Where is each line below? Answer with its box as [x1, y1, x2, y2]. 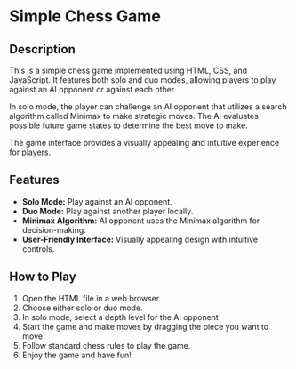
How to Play [9, 269, 77, 285]
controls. [21, 243, 55, 254]
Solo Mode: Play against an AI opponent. [21, 196, 173, 206]
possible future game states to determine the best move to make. [9, 120, 249, 131]
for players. [9, 147, 52, 157]
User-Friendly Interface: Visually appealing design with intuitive [21, 234, 259, 245]
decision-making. [21, 224, 86, 235]
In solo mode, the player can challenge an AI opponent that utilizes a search [9, 101, 287, 112]
